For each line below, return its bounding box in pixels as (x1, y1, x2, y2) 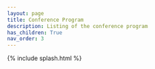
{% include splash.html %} (7, 54, 82, 62)
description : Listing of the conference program (7, 23, 148, 29)
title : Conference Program (7, 16, 84, 23)
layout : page (7, 10, 44, 17)
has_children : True (7, 29, 63, 36)
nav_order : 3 (7, 36, 44, 42)
